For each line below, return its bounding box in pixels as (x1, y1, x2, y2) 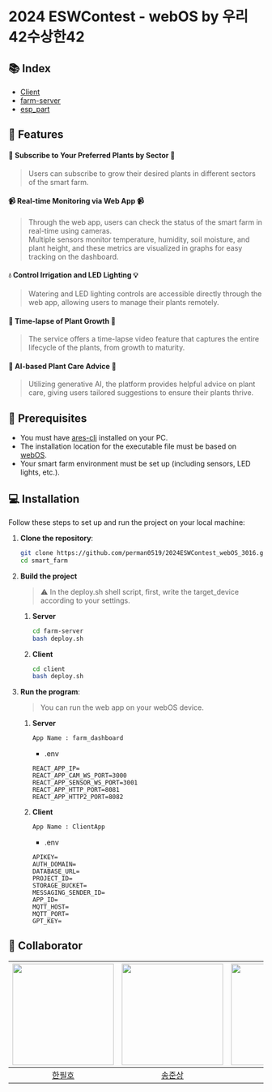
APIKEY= (32, 853, 58, 862)
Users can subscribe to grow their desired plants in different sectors (28, 168, 257, 178)
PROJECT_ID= (32, 875, 73, 883)
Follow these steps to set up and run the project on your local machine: (8, 518, 245, 527)
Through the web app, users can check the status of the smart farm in (28, 217, 263, 227)
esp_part (19, 105, 50, 114)
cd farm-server (32, 626, 83, 635)
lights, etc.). (19, 467, 61, 477)
